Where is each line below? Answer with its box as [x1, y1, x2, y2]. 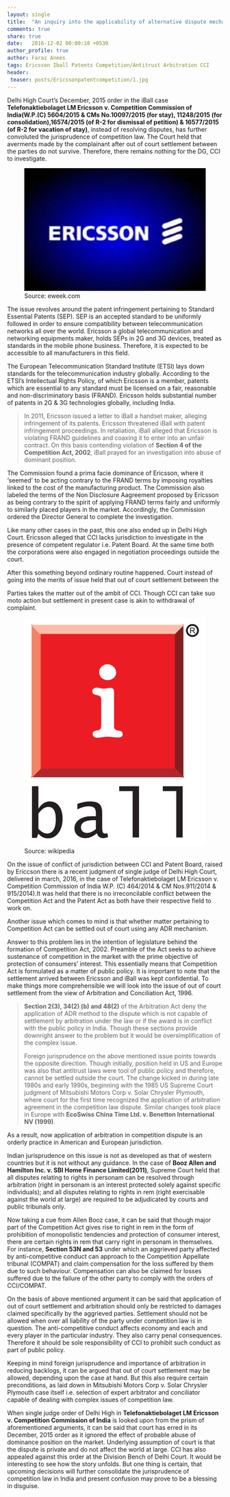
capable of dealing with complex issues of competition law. [7, 1395, 175, 1404]
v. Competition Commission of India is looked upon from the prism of [7, 1416, 205, 1424]
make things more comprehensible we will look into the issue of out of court [7, 982, 221, 990]
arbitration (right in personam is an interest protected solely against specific [7, 1181, 221, 1189]
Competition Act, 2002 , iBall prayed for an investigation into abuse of [23, 448, 221, 456]
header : [7, 69, 29, 76]
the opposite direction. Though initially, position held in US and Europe [23, 1059, 222, 1067]
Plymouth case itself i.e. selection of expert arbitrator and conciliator [7, 1389, 201, 1397]
